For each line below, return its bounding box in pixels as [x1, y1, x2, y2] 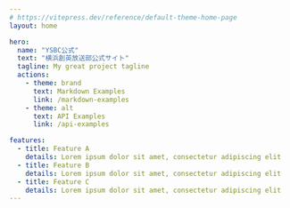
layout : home [9, 21, 58, 30]
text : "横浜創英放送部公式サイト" [17, 54, 129, 63]
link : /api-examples [32, 120, 110, 129]
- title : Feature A [17, 144, 90, 154]
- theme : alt [25, 103, 74, 112]
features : [9, 136, 46, 145]
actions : [17, 70, 50, 80]
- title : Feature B [17, 161, 90, 170]
